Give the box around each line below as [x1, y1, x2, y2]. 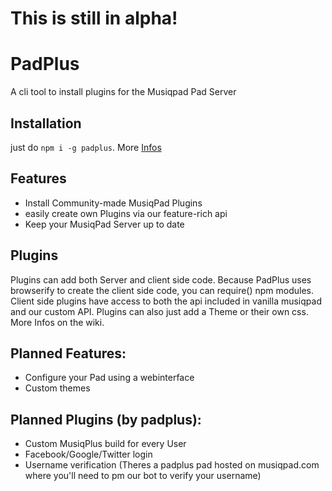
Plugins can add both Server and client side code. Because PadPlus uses [10, 273, 312, 286]
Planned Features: [10, 345, 127, 362]
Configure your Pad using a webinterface [24, 372, 195, 384]
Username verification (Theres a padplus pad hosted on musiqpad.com [24, 459, 320, 471]
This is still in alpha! [10, 7, 178, 30]
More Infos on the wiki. [10, 316, 105, 328]
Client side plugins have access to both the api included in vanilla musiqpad [10, 295, 322, 307]
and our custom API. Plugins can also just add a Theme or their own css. [10, 305, 309, 317]
